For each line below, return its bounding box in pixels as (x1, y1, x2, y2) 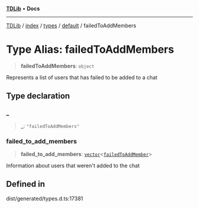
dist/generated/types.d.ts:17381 (6, 195, 84, 202)
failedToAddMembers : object (20, 62, 95, 69)
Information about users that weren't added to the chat (6, 162, 140, 169)
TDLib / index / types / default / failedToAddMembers (6, 22, 136, 29)
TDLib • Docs (6, 5, 40, 12)
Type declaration (6, 91, 70, 101)
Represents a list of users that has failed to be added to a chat (6, 73, 158, 81)
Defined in (6, 179, 46, 189)
